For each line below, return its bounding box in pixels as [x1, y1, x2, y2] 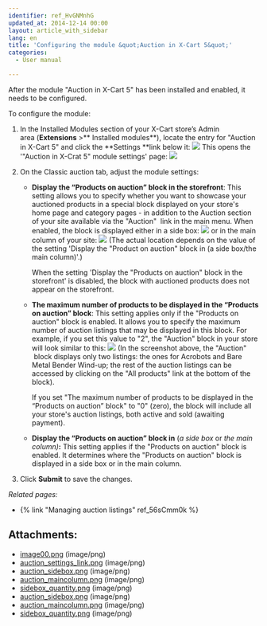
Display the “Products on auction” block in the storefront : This [31, 182, 242, 192]
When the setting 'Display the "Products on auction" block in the [31, 268, 243, 277]
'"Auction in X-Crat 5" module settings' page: [19, 151, 168, 161]
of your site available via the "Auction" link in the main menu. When [31, 216, 253, 225]
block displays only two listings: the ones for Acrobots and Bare [33, 351, 242, 361]
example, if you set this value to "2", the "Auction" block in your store [31, 334, 258, 343]
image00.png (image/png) [19, 549, 106, 558]
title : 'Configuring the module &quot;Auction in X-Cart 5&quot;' [8, 41, 233, 49]
